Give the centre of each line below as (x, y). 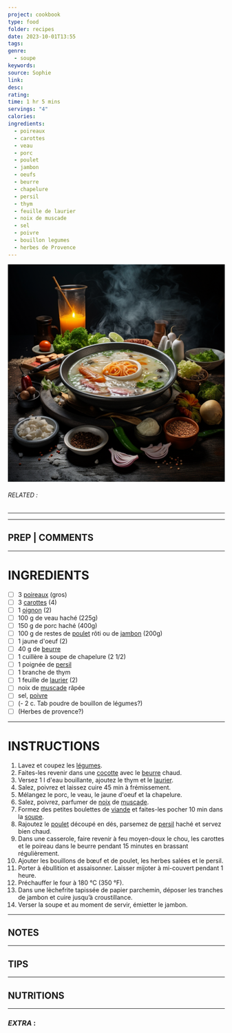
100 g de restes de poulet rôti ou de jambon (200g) (90, 633)
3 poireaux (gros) (42, 594)
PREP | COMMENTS (51, 538)
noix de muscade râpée (51, 688)
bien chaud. (35, 831)
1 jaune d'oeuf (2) (43, 641)
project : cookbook (34, 14)
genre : (17, 51)
